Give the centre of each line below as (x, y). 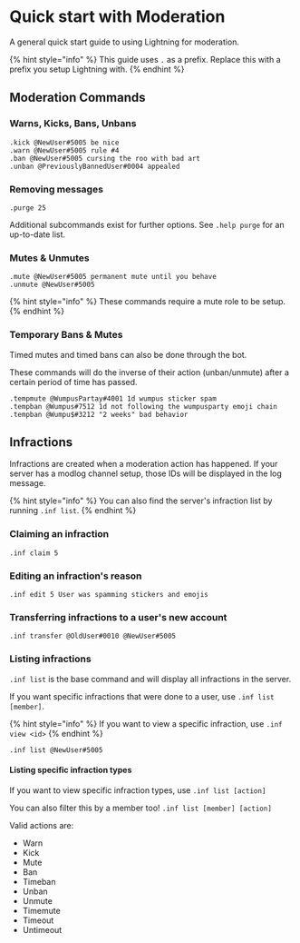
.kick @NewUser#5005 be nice (64, 143)
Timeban (39, 881)
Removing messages (57, 189)
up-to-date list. (38, 234)
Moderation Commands (77, 98)
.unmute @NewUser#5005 (52, 285)
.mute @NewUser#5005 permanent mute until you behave (113, 277)
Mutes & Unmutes (49, 258)
